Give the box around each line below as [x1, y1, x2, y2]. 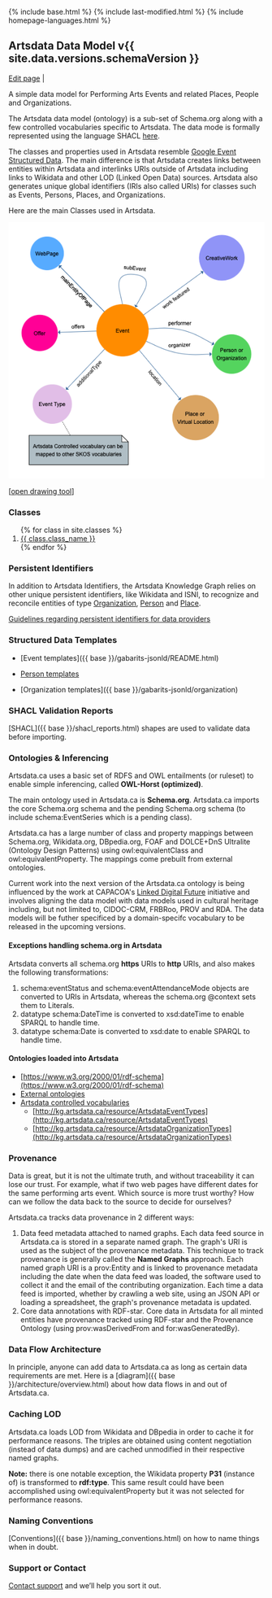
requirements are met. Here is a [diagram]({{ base [8, 1371, 176, 1381]
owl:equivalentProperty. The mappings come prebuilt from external [8, 854, 233, 864]
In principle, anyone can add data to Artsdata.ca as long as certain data [8, 1362, 248, 1372]
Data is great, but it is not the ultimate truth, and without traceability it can [8, 1171, 255, 1181]
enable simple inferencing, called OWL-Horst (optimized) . [8, 779, 204, 789]
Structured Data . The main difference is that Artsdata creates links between [8, 155, 261, 165]
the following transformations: [8, 967, 109, 977]
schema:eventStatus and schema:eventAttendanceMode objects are [19, 983, 249, 993]
